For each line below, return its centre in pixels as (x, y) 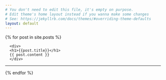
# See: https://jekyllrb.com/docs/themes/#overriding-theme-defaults (78, 19)
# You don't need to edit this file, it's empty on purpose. (69, 10)
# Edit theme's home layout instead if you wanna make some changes (77, 14)
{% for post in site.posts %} (33, 37)
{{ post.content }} (30, 55)
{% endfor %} (19, 73)
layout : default (22, 23)
